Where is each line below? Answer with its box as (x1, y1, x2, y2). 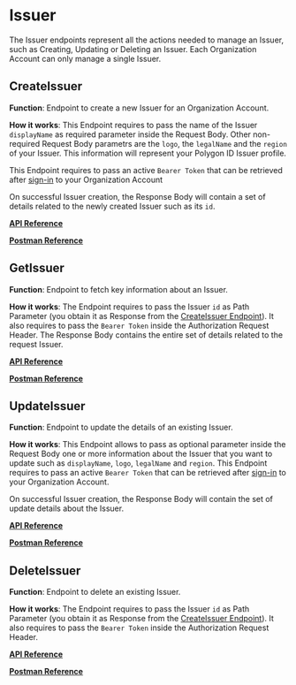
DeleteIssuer (9, 563, 81, 578)
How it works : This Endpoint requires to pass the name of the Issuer (9, 119, 258, 130)
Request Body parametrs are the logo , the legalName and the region (42, 138, 287, 148)
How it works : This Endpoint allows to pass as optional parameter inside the (9, 439, 286, 450)
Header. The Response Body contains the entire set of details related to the (9, 329, 284, 340)
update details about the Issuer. (9, 503, 125, 514)
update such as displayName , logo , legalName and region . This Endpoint (9, 458, 268, 468)
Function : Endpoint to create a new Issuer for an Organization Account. (9, 103, 269, 113)
